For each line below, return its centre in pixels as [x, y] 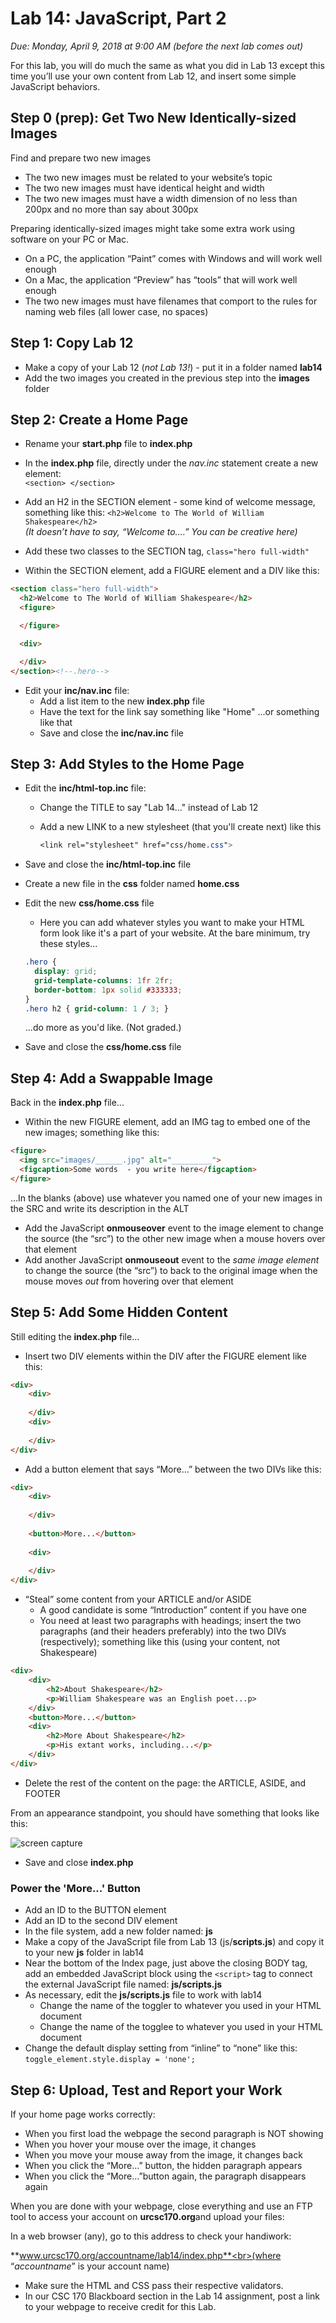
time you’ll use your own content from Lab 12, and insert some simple [153, 76]
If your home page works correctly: [83, 2114]
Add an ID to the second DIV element [101, 1921]
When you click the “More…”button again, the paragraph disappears [165, 2176]
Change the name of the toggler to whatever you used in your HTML [180, 2006]
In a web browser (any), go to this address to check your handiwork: [151, 2236]
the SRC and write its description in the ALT [100, 1208]
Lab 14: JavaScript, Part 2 [118, 18]
